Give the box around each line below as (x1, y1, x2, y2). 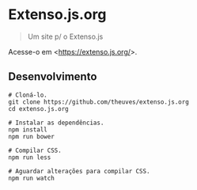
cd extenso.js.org (8, 104, 69, 112)
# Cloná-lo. (8, 91, 47, 99)
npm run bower (8, 132, 55, 140)
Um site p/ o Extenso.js (27, 32, 104, 41)
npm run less (8, 153, 51, 161)
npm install (8, 125, 47, 134)
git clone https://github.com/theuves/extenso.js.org (8, 97, 190, 106)
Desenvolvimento (8, 70, 97, 84)
